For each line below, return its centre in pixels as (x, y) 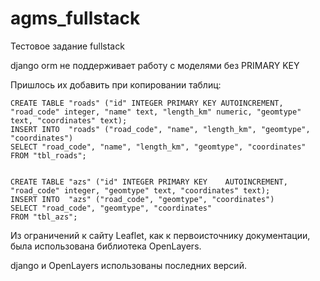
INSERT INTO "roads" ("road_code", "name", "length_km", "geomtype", (160, 129)
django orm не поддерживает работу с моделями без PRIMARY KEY (155, 65)
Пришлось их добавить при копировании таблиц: (116, 84)
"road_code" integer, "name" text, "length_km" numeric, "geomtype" (156, 112)
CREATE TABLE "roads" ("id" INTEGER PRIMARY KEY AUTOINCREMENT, (147, 103)
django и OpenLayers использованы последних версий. (128, 265)
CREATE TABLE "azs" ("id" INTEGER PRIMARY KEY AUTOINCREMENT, (149, 182)
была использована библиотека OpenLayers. (106, 246)
